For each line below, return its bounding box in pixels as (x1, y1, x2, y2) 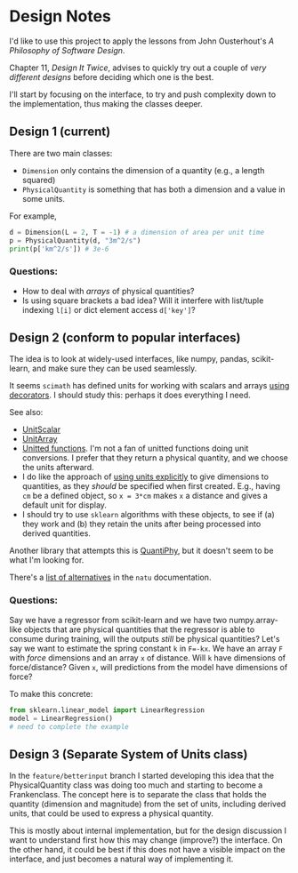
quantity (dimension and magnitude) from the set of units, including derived (9, 798, 286, 810)
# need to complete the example (9, 722, 129, 731)
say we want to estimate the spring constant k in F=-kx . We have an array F (9, 643, 283, 653)
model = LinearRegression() (9, 714, 114, 723)
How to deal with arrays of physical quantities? (21, 285, 195, 296)
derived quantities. (21, 528, 92, 539)
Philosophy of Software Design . (9, 44, 125, 55)
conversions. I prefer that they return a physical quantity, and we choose (21, 453, 289, 463)
